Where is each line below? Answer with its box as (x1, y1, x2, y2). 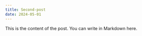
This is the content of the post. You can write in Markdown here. (5, 25, 137, 31)
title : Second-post (5, 7, 46, 12)
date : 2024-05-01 (5, 12, 41, 17)
